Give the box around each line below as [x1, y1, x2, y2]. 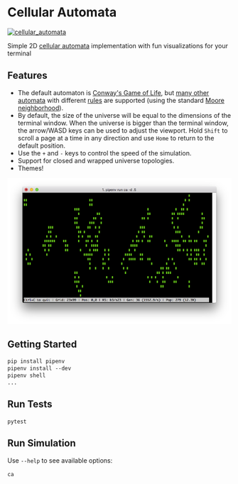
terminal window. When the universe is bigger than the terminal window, [17, 119, 229, 127]
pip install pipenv [7, 358, 65, 365]
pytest [7, 418, 27, 425]
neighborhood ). [17, 104, 64, 112]
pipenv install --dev [7, 365, 72, 372]
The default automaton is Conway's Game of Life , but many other [17, 88, 210, 97]
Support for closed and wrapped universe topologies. [17, 156, 175, 165]
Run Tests [7, 398, 53, 410]
